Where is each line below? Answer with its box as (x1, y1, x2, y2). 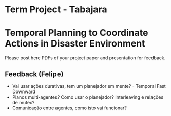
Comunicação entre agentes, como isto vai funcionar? (12, 105, 127, 111)
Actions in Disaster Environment (5, 38, 145, 50)
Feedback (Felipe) (5, 69, 64, 78)
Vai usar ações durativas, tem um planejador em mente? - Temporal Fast (12, 83, 166, 89)
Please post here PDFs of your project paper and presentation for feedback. (5, 55, 166, 61)
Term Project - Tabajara (5, 4, 107, 15)
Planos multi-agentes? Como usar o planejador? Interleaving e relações (12, 94, 164, 100)
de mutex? (12, 99, 35, 105)
